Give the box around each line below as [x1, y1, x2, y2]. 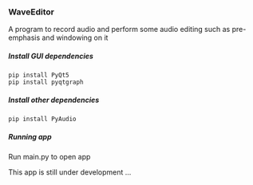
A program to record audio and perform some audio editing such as [8, 25, 231, 34]
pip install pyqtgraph [8, 78, 84, 86]
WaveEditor [8, 6, 54, 18]
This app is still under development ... [8, 167, 132, 177]
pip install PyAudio [8, 115, 77, 124]
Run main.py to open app [8, 152, 91, 162]
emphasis [8, 33, 41, 42]
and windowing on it [42, 33, 109, 42]
